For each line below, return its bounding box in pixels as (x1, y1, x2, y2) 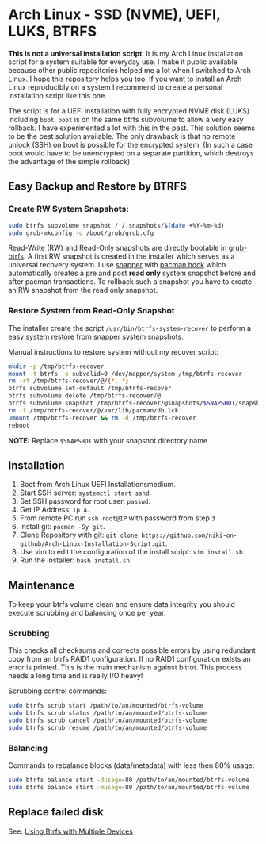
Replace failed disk (8, 805, 104, 819)
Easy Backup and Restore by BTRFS (8, 180, 188, 194)
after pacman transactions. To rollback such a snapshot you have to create (8, 277, 252, 286)
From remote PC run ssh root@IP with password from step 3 (19, 513, 215, 523)
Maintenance (8, 578, 75, 592)
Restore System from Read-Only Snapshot (8, 305, 176, 316)
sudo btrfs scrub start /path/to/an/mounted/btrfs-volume (8, 702, 203, 710)
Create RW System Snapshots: (8, 204, 129, 215)
